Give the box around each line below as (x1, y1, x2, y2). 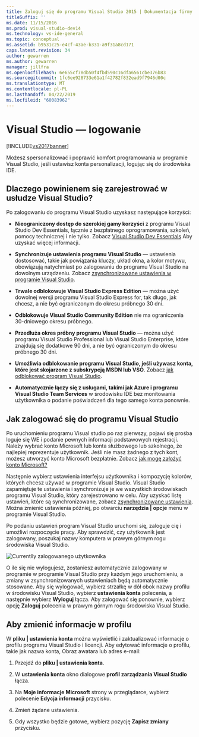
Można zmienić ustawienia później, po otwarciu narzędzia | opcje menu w (6, 505, 188, 512)
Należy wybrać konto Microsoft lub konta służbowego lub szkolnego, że (6, 442, 182, 449)
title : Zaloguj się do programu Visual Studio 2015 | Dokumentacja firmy (6, 8, 193, 15)
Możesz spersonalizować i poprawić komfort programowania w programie (6, 154, 188, 161)
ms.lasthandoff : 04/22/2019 (6, 92, 76, 97)
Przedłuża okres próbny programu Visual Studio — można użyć (14, 329, 174, 336)
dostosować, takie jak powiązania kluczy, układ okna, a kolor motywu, (14, 257, 187, 264)
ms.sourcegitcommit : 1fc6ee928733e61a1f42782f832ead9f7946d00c (6, 75, 166, 81)
